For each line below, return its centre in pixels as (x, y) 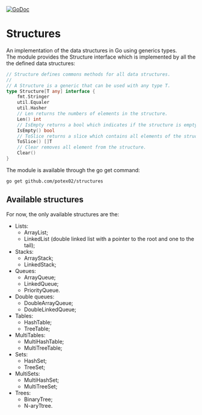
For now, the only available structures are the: (63, 214)
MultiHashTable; (44, 341)
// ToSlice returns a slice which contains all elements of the (99, 136)
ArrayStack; (38, 258)
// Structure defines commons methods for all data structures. (88, 74)
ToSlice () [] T (35, 142)
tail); (29, 245)
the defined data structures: (41, 63)
